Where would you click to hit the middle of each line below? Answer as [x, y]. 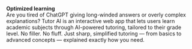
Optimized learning [31, 9]
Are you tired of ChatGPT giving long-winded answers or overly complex [96, 15]
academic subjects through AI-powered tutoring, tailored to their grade [94, 27]
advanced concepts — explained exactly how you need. [76, 40]
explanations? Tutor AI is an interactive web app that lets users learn [91, 21]
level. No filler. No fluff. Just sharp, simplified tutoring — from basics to [94, 34]
